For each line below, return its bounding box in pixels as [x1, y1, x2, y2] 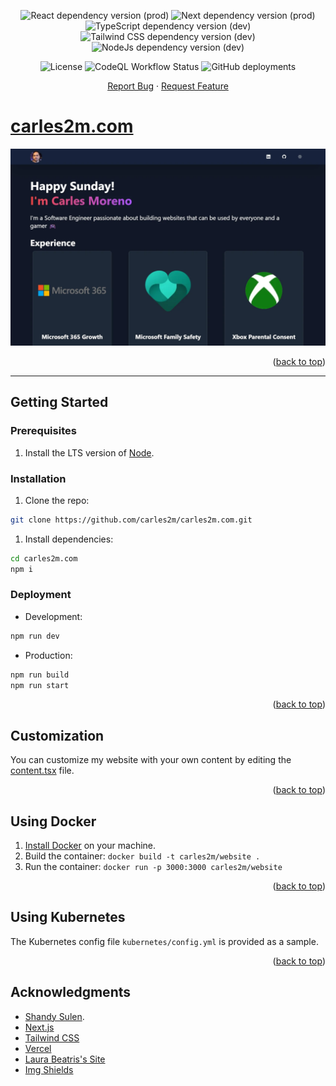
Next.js [24, 1021, 55, 1033]
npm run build [10, 670, 70, 680]
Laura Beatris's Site [24, 1053, 106, 1065]
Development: [24, 610, 83, 622]
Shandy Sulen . [24, 1010, 85, 1022]
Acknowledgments [10, 984, 132, 1001]
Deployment [10, 588, 72, 602]
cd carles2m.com [10, 553, 78, 564]
